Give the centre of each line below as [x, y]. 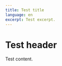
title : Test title [25, 10]
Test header [31, 45]
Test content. [19, 59]
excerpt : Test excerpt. [30, 19]
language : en [19, 15]
